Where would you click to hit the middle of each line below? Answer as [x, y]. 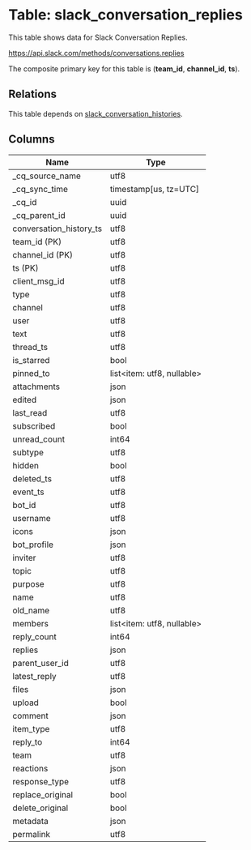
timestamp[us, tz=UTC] [155, 189]
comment [30, 715]
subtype [28, 452]
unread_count [39, 439]
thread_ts [30, 347]
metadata [30, 821]
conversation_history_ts [57, 229]
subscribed [34, 425]
